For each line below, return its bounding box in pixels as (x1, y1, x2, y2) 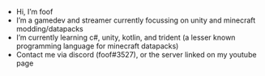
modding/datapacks (15, 24, 83, 33)
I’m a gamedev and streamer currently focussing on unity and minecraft (15, 15, 256, 25)
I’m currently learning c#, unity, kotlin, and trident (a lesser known (15, 32, 236, 42)
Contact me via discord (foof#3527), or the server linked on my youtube (15, 50, 257, 59)
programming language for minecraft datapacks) (15, 41, 179, 51)
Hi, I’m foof (15, 7, 53, 16)
